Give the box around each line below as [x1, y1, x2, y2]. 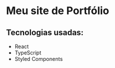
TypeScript [14, 49, 42, 56]
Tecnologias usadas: [6, 28, 84, 38]
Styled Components [14, 56, 63, 62]
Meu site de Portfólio [6, 4, 110, 18]
